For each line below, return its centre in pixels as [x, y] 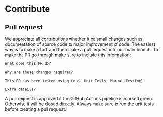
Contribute [28, 9]
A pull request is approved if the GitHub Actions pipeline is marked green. [79, 99]
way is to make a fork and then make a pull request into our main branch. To [81, 49]
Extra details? [21, 89]
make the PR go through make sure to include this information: [68, 55]
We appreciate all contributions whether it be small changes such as [74, 39]
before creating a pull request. [35, 109]
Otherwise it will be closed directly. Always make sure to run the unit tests [80, 104]
